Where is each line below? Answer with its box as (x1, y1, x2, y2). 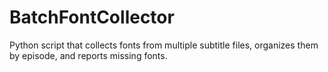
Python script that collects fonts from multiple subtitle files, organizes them (9, 39, 319, 51)
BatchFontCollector (9, 6, 175, 29)
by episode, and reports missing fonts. (9, 49, 168, 61)
